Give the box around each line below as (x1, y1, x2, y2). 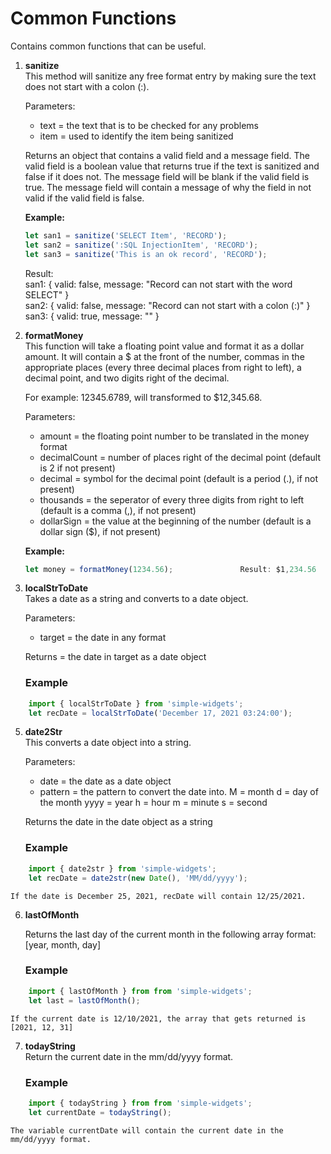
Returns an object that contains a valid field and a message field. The (24, 149, 310, 161)
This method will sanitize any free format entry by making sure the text (24, 70, 317, 82)
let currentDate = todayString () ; (28, 1107, 172, 1117)
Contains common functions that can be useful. (10, 40, 207, 52)
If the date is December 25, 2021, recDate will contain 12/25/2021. (10, 891, 307, 901)
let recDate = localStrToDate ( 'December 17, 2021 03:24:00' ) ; (28, 708, 293, 718)
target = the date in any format (39, 632, 167, 644)
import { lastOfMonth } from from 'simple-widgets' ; (28, 986, 253, 996)
